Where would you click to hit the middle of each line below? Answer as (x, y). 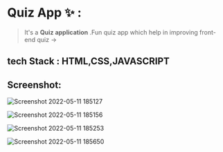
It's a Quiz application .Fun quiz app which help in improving (111, 32)
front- (208, 32)
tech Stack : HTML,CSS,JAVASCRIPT (88, 61)
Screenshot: (34, 85)
